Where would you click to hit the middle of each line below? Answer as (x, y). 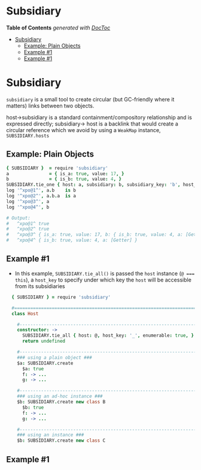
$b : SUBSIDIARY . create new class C (61, 441)
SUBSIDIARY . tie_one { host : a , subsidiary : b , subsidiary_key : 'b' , (93, 185)
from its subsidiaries (40, 286)
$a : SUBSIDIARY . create (45, 363)
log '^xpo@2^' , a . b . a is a (41, 196)
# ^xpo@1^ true (28, 223)
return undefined (44, 341)
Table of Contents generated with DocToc (58, 28)
